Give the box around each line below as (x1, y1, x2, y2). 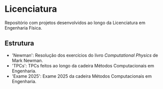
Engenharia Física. (4, 25, 42, 30)
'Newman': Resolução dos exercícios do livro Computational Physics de (11, 52, 159, 58)
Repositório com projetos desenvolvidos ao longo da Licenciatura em (4, 20, 146, 26)
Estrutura (4, 39, 35, 48)
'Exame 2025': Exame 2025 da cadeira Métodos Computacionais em (11, 73, 152, 79)
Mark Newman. (11, 58, 43, 63)
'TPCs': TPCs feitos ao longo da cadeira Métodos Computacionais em (11, 62, 154, 68)
